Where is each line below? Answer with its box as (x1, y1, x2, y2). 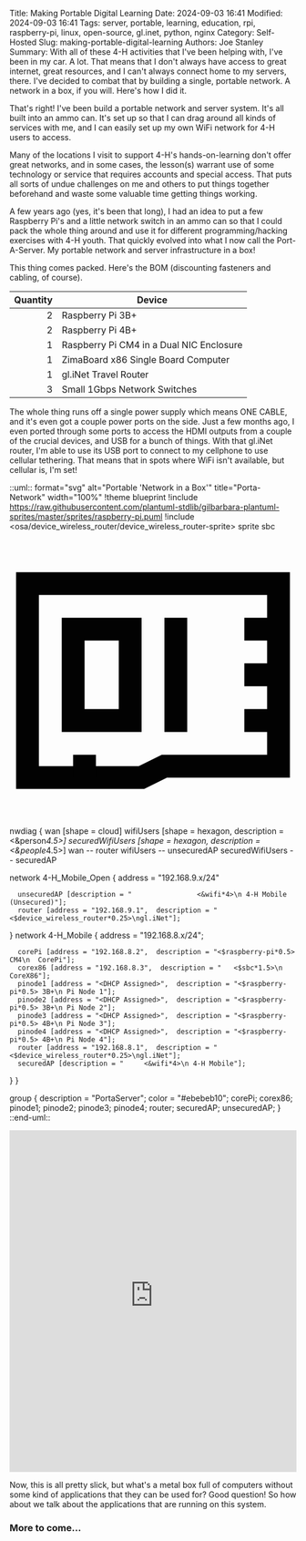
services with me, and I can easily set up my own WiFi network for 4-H (9, 122, 276, 133)
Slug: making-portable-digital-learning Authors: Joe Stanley (38, 36, 264, 47)
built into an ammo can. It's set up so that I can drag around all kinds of (9, 113, 276, 123)
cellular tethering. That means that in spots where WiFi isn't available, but (9, 455, 285, 466)
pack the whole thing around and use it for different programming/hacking (9, 225, 288, 236)
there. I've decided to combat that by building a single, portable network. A (9, 76, 291, 86)
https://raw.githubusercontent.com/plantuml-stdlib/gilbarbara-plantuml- (9, 501, 280, 512)
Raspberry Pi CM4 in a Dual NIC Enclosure (61, 339, 243, 351)
